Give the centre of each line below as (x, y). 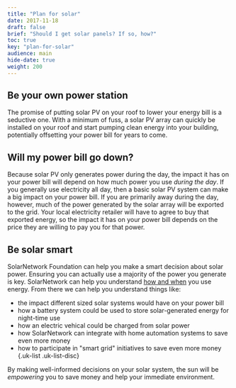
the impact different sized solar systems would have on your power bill (121, 303)
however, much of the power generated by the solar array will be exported (116, 205)
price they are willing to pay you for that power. (76, 227)
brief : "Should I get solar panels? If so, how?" (82, 34)
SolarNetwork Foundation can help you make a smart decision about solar (116, 267)
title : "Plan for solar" (44, 14)
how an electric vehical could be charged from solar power (103, 326)
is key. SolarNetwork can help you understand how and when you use (109, 282)
